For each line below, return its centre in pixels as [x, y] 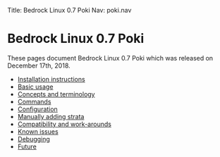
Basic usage [35, 87]
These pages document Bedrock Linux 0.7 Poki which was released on [110, 58]
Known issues [38, 131]
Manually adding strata [51, 116]
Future [27, 146]
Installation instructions [51, 79]
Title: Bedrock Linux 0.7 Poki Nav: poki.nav [69, 10]
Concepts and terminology [56, 94]
